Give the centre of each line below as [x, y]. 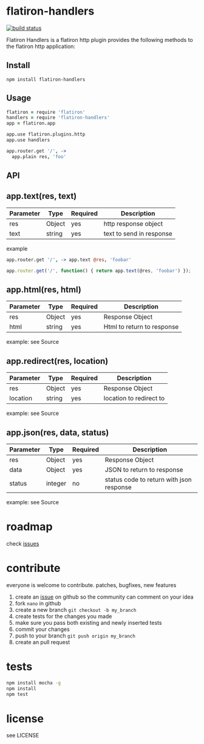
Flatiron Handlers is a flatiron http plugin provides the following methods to [100, 40]
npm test [17, 694]
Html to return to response [141, 327]
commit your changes [42, 629]
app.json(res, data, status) [58, 432]
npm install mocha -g [34, 683]
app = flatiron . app [31, 123]
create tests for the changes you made [63, 616]
